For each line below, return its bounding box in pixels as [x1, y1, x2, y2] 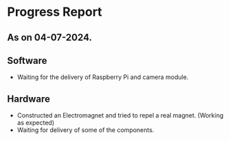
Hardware [7, 93, 50, 105]
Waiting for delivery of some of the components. [16, 126, 154, 134]
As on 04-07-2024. [7, 32, 93, 43]
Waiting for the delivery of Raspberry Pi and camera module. [16, 73, 189, 81]
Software [7, 54, 47, 66]
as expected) [16, 118, 55, 127]
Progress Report [7, 4, 102, 20]
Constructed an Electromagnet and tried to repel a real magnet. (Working [16, 111, 224, 120]
